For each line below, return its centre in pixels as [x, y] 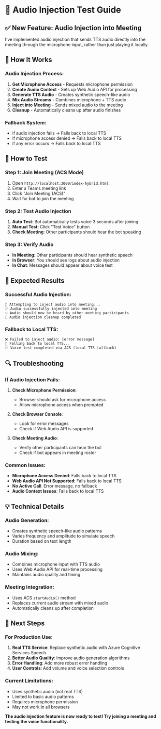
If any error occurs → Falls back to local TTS [56, 143]
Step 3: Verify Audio [29, 244]
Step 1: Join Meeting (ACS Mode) [44, 173]
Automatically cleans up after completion [53, 608]
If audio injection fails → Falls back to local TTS [59, 133]
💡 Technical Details [35, 506]
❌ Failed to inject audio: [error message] [50, 340]
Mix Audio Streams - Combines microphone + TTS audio [69, 99]
